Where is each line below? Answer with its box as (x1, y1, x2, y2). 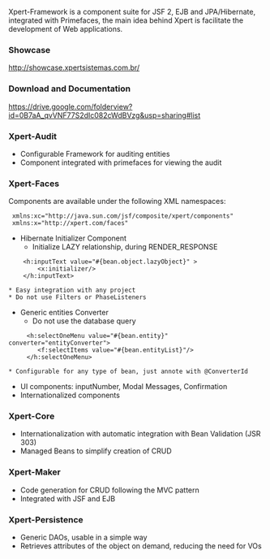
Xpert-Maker (8, 466, 61, 478)
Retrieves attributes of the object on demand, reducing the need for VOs (19, 541, 262, 551)
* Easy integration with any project (8, 286, 136, 295)
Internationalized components (19, 390, 120, 401)
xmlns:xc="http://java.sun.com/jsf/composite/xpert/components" (11, 212, 234, 220)
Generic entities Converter (19, 308, 109, 318)
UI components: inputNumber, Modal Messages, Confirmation (19, 382, 228, 392)
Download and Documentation (8, 83, 131, 94)
